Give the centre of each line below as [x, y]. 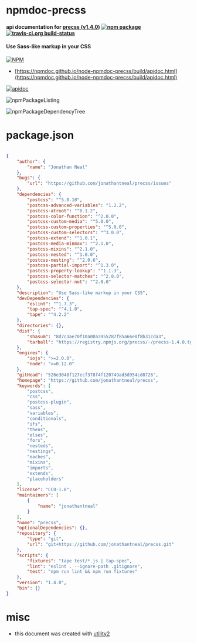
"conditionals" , [47, 418]
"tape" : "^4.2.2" [48, 315]
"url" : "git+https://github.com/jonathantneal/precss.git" [101, 545]
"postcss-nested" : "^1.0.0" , [63, 254]
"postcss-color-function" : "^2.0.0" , [73, 216]
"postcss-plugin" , [50, 402]
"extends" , [40, 473]
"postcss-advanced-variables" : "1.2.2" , [77, 205]
